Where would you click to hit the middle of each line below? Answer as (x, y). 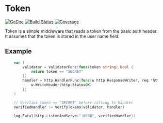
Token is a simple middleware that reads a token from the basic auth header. (81, 31)
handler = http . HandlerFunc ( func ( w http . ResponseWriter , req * (88, 81)
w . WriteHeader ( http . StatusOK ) (61, 85)
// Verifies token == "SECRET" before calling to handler (73, 102)
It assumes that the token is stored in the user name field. (62, 36)
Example (18, 51)
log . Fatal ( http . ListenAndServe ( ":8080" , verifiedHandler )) (75, 116)
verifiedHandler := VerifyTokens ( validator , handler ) (69, 107)
